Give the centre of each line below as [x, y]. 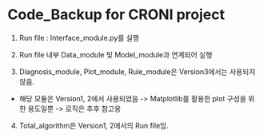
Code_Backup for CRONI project [116, 15]
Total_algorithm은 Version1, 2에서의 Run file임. [94, 125]
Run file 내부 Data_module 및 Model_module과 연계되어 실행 [116, 54]
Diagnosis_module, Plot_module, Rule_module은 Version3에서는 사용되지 [137, 71]
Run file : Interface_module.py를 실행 [79, 37]
